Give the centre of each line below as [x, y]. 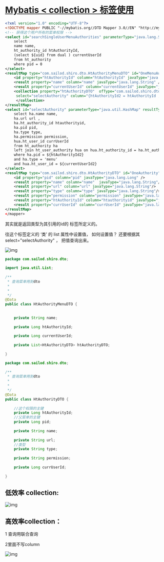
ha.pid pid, [26, 128]
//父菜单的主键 [27, 418]
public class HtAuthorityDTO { [37, 399]
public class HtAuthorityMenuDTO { [41, 304]
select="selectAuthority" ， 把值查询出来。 [48, 240]
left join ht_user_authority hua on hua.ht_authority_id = [75, 150]
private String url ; [35, 440]
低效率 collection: [32, 492]
